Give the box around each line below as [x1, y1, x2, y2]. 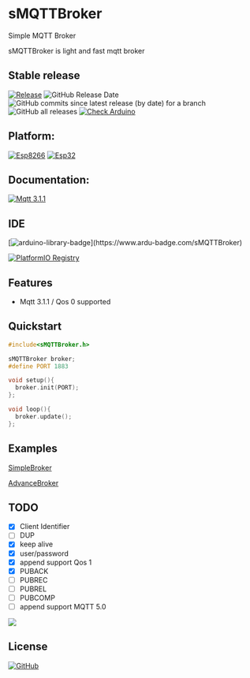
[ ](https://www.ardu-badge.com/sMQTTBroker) [8, 238, 243, 248]
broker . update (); [15, 412, 73, 420]
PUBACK [19, 566, 49, 576]
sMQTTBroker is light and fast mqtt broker [8, 46, 145, 55]
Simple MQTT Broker [8, 31, 76, 40]
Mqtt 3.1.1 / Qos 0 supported [19, 297, 111, 306]
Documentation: [8, 173, 90, 186]
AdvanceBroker [8, 478, 59, 487]
